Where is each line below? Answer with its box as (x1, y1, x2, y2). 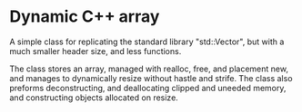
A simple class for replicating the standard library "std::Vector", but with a (9, 36, 285, 47)
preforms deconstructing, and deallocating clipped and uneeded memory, (9, 82, 287, 93)
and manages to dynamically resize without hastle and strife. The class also (9, 72, 293, 83)
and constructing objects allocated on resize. (9, 92, 179, 103)
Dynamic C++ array (9, 6, 160, 27)
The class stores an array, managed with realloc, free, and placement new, (9, 63, 289, 74)
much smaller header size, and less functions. (9, 45, 182, 56)
